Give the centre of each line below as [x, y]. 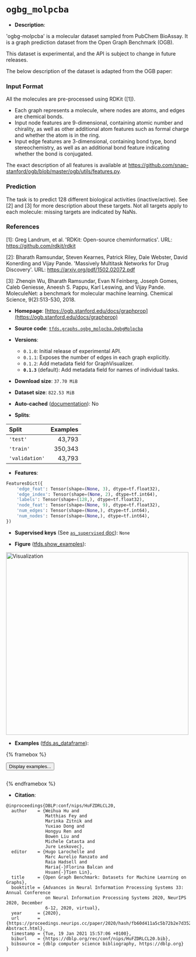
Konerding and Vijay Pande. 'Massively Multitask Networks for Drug [87, 263]
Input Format [25, 86]
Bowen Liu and [62, 836]
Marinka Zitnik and [69, 821]
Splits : [22, 415]
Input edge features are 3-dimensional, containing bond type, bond [95, 141]
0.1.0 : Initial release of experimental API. [72, 351]
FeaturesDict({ [24, 483]
